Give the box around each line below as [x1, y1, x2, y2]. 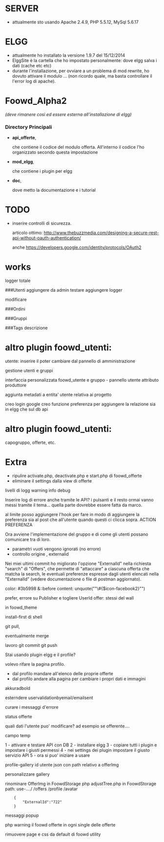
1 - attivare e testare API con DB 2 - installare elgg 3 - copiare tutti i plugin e [5, 742, 157, 748]
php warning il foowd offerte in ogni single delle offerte [5, 822, 116, 827]
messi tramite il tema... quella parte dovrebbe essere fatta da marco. [5, 502, 143, 508]
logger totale [5, 278, 31, 283]
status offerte [5, 713, 33, 720]
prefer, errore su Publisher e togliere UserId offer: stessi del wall [5, 595, 134, 601]
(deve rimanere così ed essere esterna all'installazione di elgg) [5, 111, 132, 117]
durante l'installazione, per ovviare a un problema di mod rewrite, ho [12, 68, 150, 74]
